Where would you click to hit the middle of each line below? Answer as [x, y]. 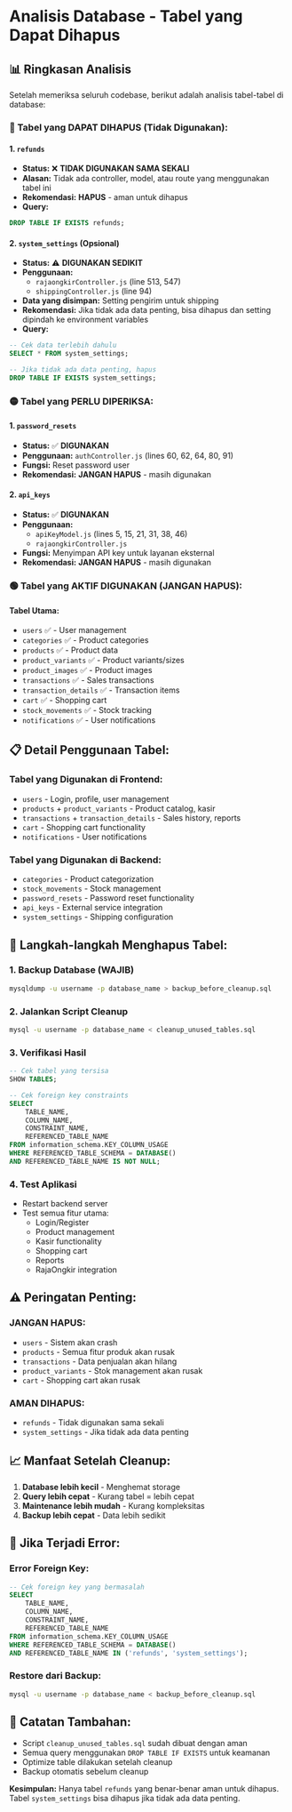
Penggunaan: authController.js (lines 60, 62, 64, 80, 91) [127, 455]
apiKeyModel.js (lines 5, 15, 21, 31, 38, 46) [111, 534]
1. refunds [27, 148]
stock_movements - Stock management [91, 889]
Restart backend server [65, 1204]
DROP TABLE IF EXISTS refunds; [67, 223]
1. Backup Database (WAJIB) [72, 970]
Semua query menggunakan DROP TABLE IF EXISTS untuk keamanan [146, 1752]
